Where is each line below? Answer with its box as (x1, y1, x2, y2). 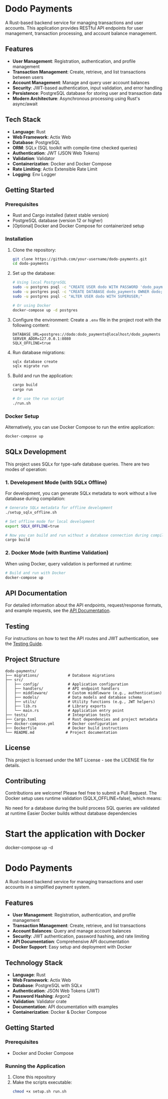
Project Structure (5, 655, 60, 664)
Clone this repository (12, 1074, 56, 1080)
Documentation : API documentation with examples (12, 1004, 118, 1010)
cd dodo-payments (12, 261, 49, 266)
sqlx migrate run (12, 364, 49, 369)
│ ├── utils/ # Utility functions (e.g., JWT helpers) (5, 699, 155, 704)
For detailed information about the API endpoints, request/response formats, (5, 602, 162, 608)
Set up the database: (12, 270, 56, 276)
